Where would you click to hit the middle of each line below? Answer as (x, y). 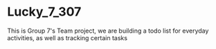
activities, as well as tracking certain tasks (67, 37)
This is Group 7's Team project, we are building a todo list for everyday (108, 31)
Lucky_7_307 (44, 12)
